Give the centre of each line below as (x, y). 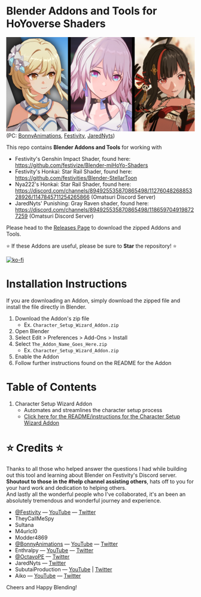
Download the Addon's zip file (52, 318)
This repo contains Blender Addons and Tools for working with (84, 147)
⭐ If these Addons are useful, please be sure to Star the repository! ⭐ (92, 246)
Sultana (24, 525)
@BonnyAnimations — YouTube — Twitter (66, 544)
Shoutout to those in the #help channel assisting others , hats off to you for (100, 481)
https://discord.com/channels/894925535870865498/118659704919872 (104, 209)
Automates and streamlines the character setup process (93, 410)
